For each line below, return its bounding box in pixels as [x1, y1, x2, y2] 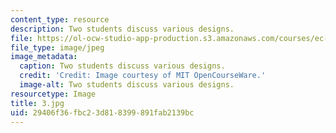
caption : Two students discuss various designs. [19, 61, 226, 71]
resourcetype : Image [10, 89, 97, 99]
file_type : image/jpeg [10, 42, 105, 53]
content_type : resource [10, 14, 110, 25]
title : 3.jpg [10, 98, 65, 108]
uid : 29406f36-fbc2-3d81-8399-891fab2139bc [10, 107, 195, 118]
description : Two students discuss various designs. [10, 24, 235, 34]
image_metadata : [10, 52, 78, 62]
